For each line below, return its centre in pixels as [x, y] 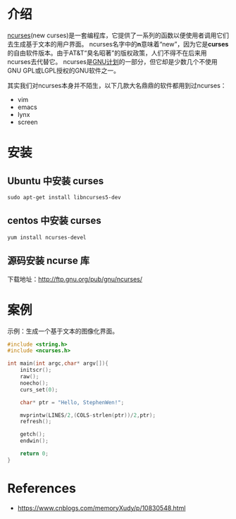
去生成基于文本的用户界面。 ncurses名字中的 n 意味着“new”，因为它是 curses [118, 44]
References [42, 488]
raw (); [30, 377]
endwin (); [35, 441]
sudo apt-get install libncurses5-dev [64, 197]
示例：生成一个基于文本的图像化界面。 [63, 331]
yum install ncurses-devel [47, 237]
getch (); [33, 434]
